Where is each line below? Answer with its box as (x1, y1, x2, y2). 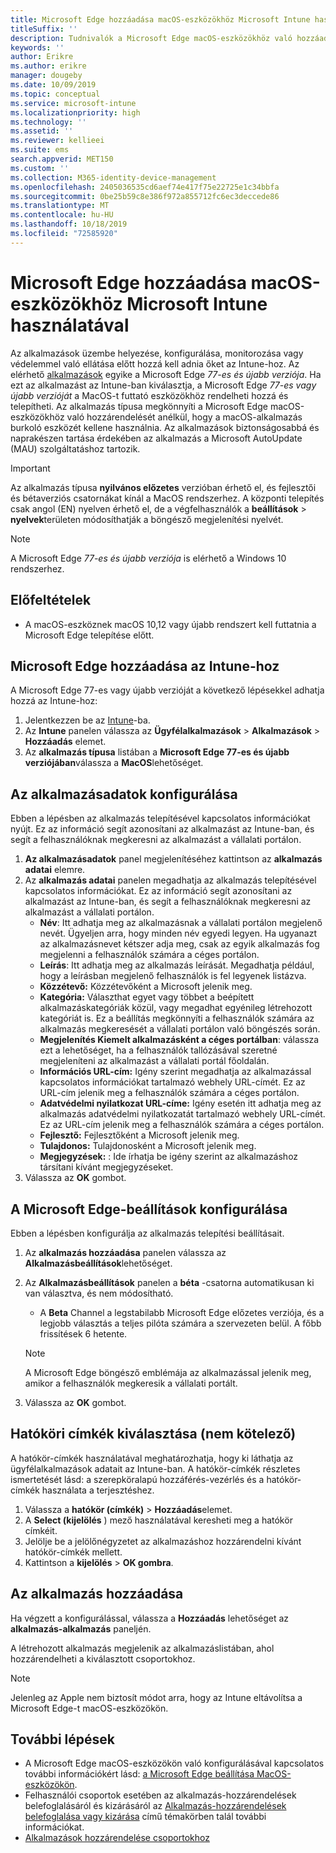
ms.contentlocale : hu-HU (10, 210, 114, 220)
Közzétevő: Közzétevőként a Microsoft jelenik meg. (39, 981, 253, 993)
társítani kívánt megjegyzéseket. (39, 1161, 174, 1173)
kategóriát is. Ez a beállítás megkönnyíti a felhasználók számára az (39, 1012, 315, 1025)
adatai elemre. (24, 864, 86, 876)
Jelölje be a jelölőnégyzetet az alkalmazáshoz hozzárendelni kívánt (24, 1535, 302, 1547)
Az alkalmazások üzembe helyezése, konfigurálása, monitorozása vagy (10, 347, 304, 359)
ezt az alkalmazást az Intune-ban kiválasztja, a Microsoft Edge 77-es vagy (10, 379, 317, 391)
